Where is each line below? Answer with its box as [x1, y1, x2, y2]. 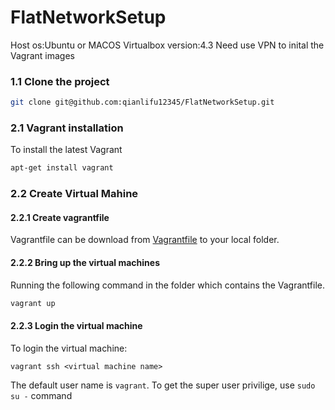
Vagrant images [10, 49, 75, 61]
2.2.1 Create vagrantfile [10, 211, 110, 223]
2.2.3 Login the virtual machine [10, 320, 143, 332]
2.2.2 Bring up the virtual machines [10, 257, 160, 268]
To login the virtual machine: [10, 342, 128, 354]
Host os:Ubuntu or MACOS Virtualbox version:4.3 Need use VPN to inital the [10, 39, 325, 51]
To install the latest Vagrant [10, 144, 123, 156]
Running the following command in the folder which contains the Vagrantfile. [10, 279, 325, 291]
